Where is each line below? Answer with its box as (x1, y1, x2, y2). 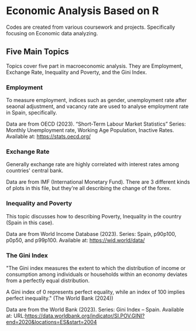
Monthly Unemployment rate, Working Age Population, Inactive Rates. (6, 127, 174, 134)
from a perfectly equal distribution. (6, 277, 90, 284)
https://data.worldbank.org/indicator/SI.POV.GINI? (25, 312, 145, 319)
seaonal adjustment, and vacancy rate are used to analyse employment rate (6, 103, 189, 110)
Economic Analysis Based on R (6, 4, 159, 18)
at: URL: (6, 312, 25, 319)
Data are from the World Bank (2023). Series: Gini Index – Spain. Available (6, 306, 184, 313)
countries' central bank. (6, 167, 64, 174)
